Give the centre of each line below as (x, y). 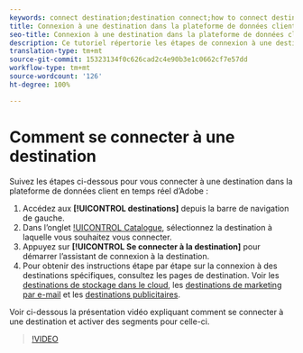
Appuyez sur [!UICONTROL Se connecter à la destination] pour (141, 246)
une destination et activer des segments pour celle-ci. (110, 321)
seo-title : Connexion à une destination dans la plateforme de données (147, 34)
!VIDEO (45, 339)
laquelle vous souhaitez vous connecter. (97, 237)
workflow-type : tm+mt (50, 68)
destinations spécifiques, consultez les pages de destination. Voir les (151, 275)
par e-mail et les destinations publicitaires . (101, 294)
